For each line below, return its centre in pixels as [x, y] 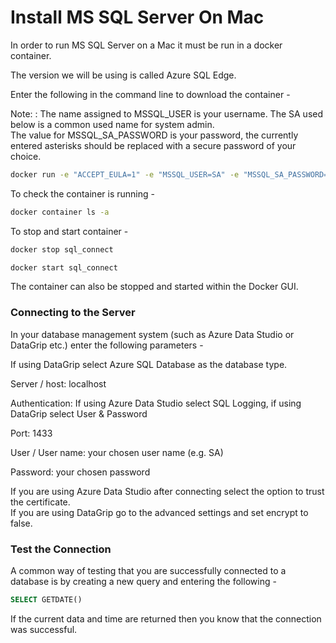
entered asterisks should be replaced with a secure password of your [153, 145]
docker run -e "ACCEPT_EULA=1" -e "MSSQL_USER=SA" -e [125, 174]
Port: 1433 [31, 433]
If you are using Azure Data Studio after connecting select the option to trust [167, 491]
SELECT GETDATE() [46, 600]
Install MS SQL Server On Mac [137, 17]
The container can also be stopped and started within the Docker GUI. [154, 287]
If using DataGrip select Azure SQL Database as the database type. [149, 364]
